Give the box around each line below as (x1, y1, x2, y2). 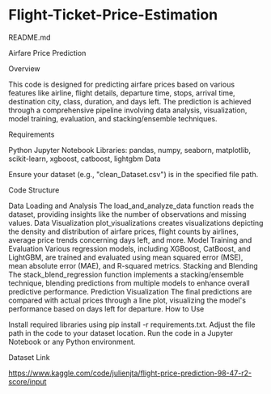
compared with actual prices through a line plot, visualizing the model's (8, 295, 247, 305)
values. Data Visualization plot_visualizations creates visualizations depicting (8, 218, 264, 227)
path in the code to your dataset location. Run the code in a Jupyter (8, 328, 234, 337)
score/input (8, 376, 47, 386)
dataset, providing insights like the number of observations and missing (8, 209, 247, 219)
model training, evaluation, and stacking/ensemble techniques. (8, 113, 218, 123)
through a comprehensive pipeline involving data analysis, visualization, (8, 105, 248, 115)
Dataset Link (8, 352, 50, 362)
